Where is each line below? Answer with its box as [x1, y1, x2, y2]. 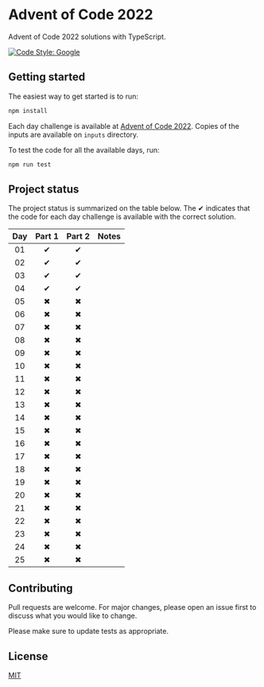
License [8, 650, 49, 663]
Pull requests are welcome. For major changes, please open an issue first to [8, 603, 257, 612]
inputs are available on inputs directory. [8, 130, 139, 139]
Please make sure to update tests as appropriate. [8, 627, 169, 636]
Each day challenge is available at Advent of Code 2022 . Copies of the [8, 121, 240, 130]
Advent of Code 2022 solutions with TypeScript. [8, 32, 166, 41]
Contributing [8, 581, 73, 595]
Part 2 [66, 231, 90, 242]
